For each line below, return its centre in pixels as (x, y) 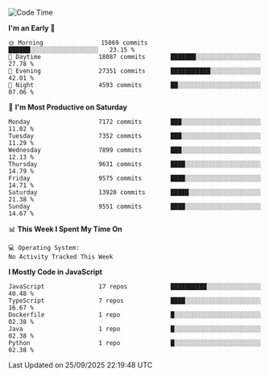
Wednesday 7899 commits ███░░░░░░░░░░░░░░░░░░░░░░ (135, 150)
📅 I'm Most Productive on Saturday (68, 107)
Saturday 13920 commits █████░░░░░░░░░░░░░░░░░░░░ (135, 193)
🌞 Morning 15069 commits (78, 43)
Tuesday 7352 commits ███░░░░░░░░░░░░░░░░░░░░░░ (135, 136)
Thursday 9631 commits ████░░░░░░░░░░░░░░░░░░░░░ (135, 164)
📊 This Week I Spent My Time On (65, 229)
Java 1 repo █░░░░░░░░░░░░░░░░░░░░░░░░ (135, 329)
